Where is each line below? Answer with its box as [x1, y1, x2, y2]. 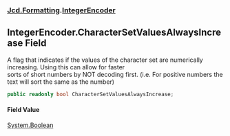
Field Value [7, 106, 40, 114]
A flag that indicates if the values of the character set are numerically [7, 56, 203, 64]
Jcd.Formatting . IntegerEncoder [7, 5, 116, 15]
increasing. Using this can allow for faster [7, 63, 125, 71]
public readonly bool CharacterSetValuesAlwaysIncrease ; [7, 91, 174, 98]
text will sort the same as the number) [7, 78, 115, 86]
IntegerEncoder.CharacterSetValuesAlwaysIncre [7, 27, 222, 38]
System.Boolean [7, 121, 54, 129]
